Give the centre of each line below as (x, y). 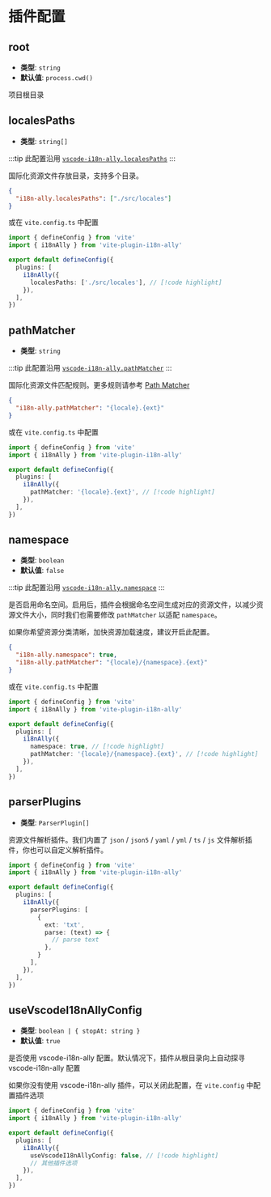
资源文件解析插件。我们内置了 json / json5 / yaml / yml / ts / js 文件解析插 (130, 839)
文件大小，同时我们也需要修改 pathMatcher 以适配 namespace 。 (118, 615)
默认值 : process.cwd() (56, 77)
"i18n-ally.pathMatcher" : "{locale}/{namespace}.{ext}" (112, 663)
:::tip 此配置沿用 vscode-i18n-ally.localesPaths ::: (92, 158)
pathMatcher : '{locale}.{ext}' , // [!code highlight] (123, 492)
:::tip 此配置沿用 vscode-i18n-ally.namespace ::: (87, 588)
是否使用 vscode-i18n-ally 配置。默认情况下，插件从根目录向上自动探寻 (127, 1058)
